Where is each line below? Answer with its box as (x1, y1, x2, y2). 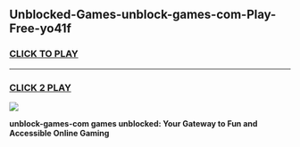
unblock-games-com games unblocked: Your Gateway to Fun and (9, 118, 258, 128)
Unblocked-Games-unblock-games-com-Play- (9, 7, 277, 22)
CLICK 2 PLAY (9, 81, 71, 94)
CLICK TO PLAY (9, 48, 79, 61)
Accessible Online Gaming (9, 127, 110, 138)
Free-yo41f (9, 21, 71, 37)
